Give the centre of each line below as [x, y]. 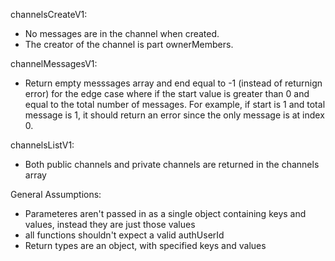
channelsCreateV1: [49, 14]
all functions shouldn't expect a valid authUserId [124, 235]
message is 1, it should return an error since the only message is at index [174, 115]
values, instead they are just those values [110, 224]
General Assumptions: [56, 194]
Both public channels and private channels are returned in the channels [172, 164]
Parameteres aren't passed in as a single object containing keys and [165, 213]
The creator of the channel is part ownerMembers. [129, 44]
